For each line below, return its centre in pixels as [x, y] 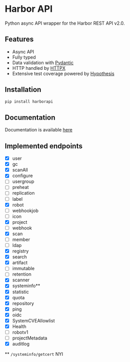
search [19, 257]
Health [19, 326]
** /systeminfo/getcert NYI [34, 354]
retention [22, 274]
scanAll [20, 170]
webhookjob [25, 211]
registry [20, 251]
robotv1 [20, 332]
